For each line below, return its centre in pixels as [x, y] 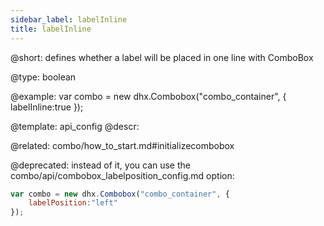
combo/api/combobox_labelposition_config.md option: [122, 175]
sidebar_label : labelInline [69, 19]
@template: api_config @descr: [75, 126]
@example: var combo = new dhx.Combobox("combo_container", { [148, 96]
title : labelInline [51, 29]
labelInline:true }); [47, 107]
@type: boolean [43, 77]
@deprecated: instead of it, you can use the [100, 165]
